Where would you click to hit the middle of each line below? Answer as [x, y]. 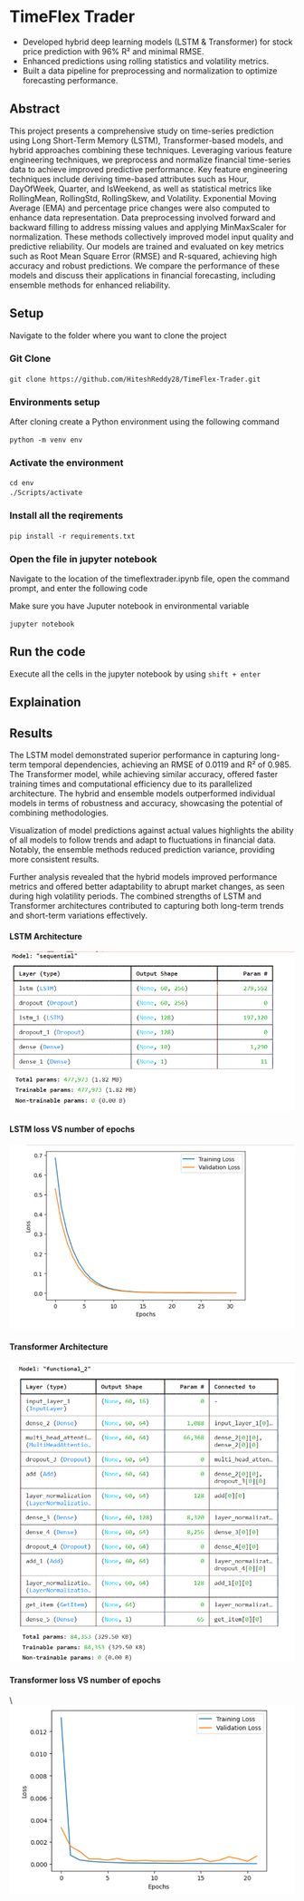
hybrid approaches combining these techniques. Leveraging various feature [151, 150]
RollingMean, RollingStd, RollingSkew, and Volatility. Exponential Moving [143, 198]
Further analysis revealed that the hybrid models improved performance [143, 877]
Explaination [45, 702]
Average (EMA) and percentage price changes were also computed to [140, 208]
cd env [22, 483]
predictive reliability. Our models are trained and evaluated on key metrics [147, 246]
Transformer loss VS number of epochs [85, 1680]
